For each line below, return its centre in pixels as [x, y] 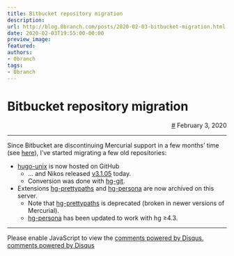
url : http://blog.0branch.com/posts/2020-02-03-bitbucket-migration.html [117, 26]
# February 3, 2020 [199, 125]
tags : [15, 65]
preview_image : [29, 40]
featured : [22, 46]
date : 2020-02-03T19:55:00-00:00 [56, 33]
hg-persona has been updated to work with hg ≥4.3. [103, 218]
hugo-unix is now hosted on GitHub [68, 166]
